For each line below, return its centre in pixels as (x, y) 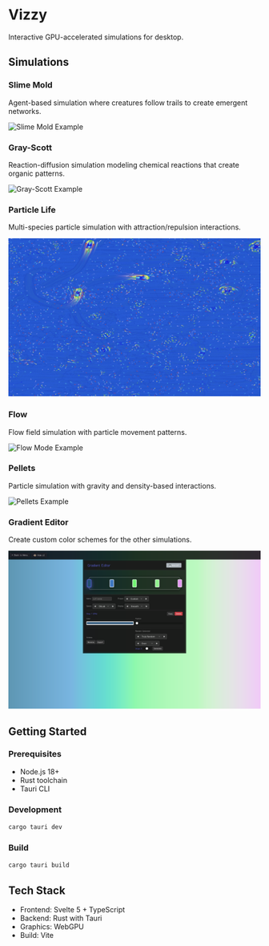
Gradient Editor (38, 522)
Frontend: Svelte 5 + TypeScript (72, 909)
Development (35, 810)
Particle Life (32, 209)
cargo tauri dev (35, 827)
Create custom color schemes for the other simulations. (100, 540)
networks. (25, 111)
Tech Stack (37, 890)
